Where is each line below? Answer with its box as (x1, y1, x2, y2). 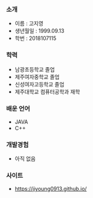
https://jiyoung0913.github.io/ (14, 186, 87, 193)
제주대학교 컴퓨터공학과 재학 (14, 88, 81, 95)
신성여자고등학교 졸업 (14, 80, 65, 87)
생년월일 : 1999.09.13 (14, 27, 65, 34)
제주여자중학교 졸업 (14, 73, 60, 80)
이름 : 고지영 (14, 20, 44, 27)
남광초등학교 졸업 (14, 65, 55, 73)
